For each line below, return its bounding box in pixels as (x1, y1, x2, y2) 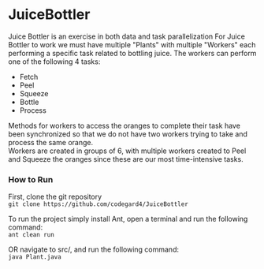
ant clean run (8, 231, 55, 239)
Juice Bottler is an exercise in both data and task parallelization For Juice (8, 32, 246, 41)
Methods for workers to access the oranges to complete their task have (8, 121, 240, 130)
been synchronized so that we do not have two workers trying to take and (8, 129, 248, 139)
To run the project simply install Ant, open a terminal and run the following (8, 215, 248, 224)
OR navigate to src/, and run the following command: (8, 245, 180, 254)
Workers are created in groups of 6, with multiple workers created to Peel (8, 146, 247, 155)
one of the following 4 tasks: (8, 57, 101, 66)
